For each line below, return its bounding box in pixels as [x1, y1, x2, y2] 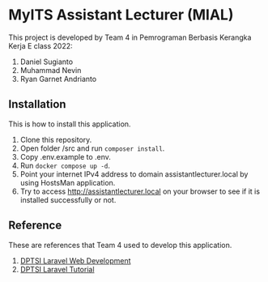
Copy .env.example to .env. [19, 152, 112, 161]
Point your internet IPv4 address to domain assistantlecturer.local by [19, 169, 249, 179]
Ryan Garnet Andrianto [19, 74, 97, 83]
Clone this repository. [19, 135, 92, 144]
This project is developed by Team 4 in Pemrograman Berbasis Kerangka [8, 32, 252, 42]
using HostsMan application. [19, 177, 116, 187]
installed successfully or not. [19, 194, 117, 204]
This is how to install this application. [8, 119, 131, 129]
